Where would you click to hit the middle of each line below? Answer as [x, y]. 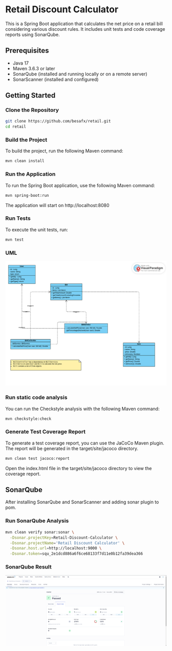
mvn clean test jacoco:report [38, 458]
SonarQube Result [29, 567]
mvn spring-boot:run [27, 195]
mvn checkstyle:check [28, 419]
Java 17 [21, 63]
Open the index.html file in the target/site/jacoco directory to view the [79, 468]
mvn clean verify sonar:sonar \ [40, 532]
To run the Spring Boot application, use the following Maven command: [80, 185]
